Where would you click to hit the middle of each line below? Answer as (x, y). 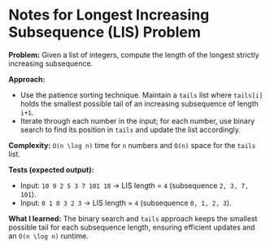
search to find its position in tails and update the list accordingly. (131, 129)
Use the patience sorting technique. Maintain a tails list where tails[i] (142, 94)
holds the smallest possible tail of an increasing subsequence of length (139, 103)
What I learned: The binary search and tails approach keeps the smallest (133, 218)
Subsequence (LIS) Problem (105, 32)
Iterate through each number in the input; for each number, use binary (137, 120)
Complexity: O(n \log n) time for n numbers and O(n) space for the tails (132, 145)
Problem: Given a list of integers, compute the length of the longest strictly (134, 55)
